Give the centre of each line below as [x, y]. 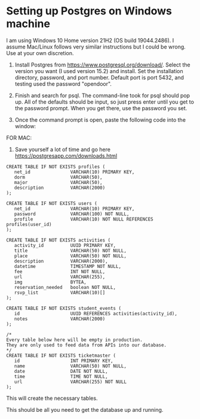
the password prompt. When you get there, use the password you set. [101, 108]
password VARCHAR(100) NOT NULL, [72, 214]
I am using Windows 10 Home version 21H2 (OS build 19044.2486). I [90, 40]
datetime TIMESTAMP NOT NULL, [67, 266]
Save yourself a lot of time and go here [62, 149]
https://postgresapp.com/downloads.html [66, 156]
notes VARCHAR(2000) [60, 319]
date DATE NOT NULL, [61, 371]
